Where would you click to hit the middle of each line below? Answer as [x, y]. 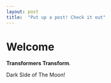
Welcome [30, 47]
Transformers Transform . [38, 63]
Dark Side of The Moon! [36, 75]
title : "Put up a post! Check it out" [56, 17]
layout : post [22, 12]
